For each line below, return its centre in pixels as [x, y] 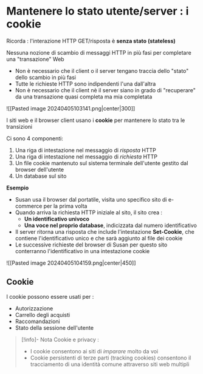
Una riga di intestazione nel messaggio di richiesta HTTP [86, 157]
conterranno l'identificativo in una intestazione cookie [82, 251]
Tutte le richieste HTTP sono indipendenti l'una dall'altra [85, 84]
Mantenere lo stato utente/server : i [98, 11]
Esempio [18, 188]
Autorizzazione [34, 308]
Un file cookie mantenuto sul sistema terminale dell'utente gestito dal [101, 163]
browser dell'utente [40, 169]
